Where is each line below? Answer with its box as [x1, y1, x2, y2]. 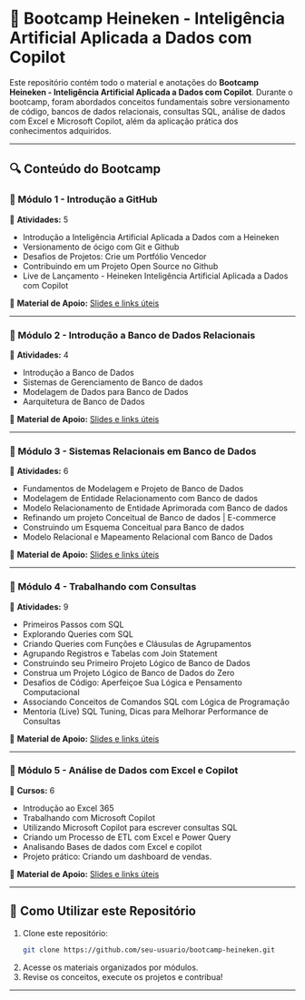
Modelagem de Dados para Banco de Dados [22, 386, 189, 397]
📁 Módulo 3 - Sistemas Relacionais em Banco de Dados [9, 445, 257, 458]
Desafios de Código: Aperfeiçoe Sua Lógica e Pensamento [22, 677, 242, 688]
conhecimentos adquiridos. [9, 125, 112, 136]
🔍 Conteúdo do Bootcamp [9, 161, 162, 177]
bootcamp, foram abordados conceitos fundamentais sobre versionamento [9, 96, 290, 107]
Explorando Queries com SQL [22, 628, 134, 640]
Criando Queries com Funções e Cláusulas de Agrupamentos [22, 638, 252, 649]
